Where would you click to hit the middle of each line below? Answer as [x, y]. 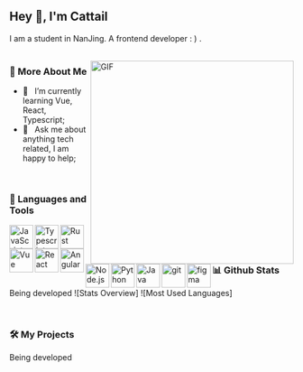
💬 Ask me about [54, 130]
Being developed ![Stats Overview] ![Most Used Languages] [121, 293]
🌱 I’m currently [52, 91]
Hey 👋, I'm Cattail [59, 17]
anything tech [48, 139]
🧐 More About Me [48, 71]
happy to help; [49, 158]
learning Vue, [47, 101]
